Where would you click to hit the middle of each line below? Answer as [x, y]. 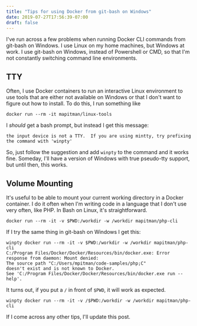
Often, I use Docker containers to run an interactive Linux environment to [94, 91]
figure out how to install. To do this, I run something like [73, 103]
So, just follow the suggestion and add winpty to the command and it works [97, 152]
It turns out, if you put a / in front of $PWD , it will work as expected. [86, 290]
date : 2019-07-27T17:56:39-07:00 [47, 17]
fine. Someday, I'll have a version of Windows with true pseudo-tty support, [98, 159]
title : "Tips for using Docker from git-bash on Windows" [79, 12]
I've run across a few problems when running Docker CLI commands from [96, 40]
